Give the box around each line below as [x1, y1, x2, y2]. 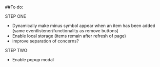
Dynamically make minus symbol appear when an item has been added [12, 23, 156, 28]
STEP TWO [5, 48, 28, 53]
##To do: [5, 4, 23, 10]
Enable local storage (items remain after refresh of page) [12, 33, 126, 39]
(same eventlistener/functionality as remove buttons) [12, 28, 119, 33]
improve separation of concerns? [12, 38, 79, 44]
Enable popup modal [12, 57, 54, 62]
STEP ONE [5, 13, 26, 19]
